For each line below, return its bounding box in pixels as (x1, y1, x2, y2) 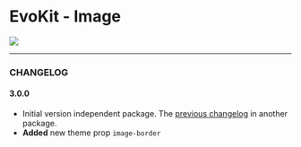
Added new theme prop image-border (21, 127, 161, 138)
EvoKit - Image (9, 6, 122, 27)
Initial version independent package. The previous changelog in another (21, 108, 288, 119)
